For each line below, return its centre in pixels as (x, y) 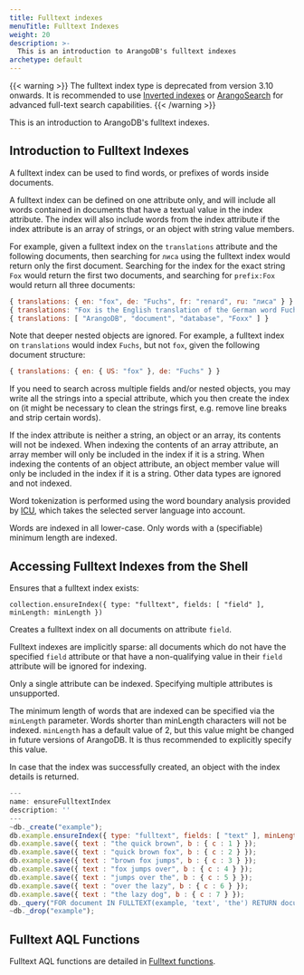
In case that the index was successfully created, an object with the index (145, 767)
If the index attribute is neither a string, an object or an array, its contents (145, 435)
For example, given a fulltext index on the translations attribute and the (143, 246)
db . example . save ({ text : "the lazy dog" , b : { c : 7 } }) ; (127, 894)
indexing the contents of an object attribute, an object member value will (144, 464)
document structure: (47, 355)
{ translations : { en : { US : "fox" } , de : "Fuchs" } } (115, 372)
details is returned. (44, 777)
